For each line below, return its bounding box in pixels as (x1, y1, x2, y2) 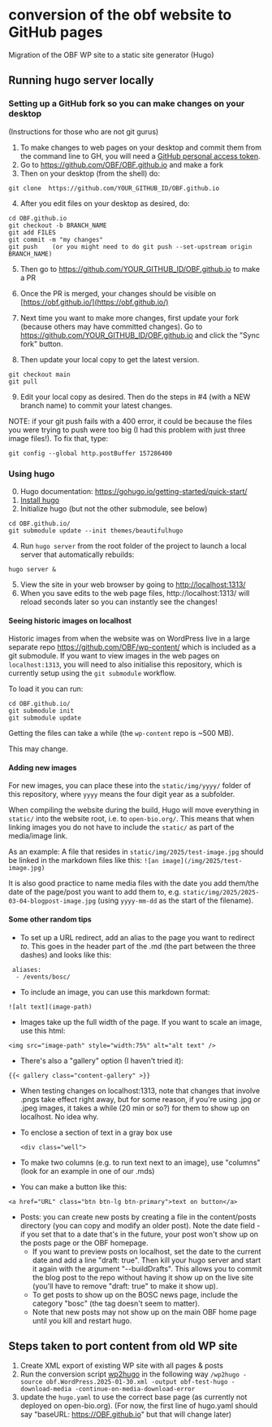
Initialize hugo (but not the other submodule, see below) (19, 503, 208, 514)
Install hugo (19, 495, 59, 505)
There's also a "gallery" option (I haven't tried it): (19, 1056, 184, 1066)
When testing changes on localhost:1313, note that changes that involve (19, 1085, 261, 1096)
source (19, 1378, 43, 1386)
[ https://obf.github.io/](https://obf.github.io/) (19, 297, 169, 307)
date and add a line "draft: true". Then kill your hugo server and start (32, 1255, 261, 1265)
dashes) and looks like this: (19, 950, 112, 960)
